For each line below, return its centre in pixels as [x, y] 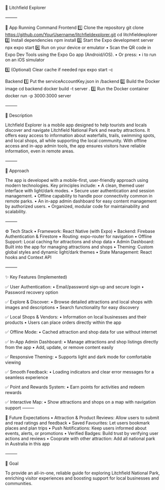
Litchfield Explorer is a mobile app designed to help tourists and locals [76, 125]
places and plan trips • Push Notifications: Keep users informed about [76, 428]
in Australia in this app [27, 444]
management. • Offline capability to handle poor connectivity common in [79, 196]
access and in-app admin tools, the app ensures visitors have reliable [75, 146]
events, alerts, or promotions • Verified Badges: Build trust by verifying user [82, 433]
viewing [13, 362]
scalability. [16, 212]
